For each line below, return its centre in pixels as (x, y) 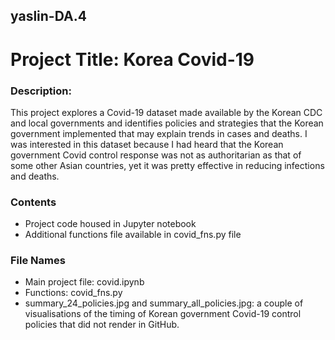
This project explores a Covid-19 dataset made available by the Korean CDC (166, 112)
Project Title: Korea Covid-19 (132, 59)
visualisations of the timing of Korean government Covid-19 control (163, 314)
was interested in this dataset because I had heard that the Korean (147, 144)
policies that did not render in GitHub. (102, 325)
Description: (41, 91)
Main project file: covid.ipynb (84, 282)
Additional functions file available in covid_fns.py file (133, 235)
